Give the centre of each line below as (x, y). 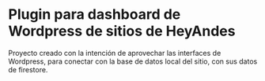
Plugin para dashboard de (95, 15)
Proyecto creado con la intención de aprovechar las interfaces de (115, 53)
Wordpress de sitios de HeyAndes (122, 31)
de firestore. (28, 69)
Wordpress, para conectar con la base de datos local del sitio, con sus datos (133, 61)
